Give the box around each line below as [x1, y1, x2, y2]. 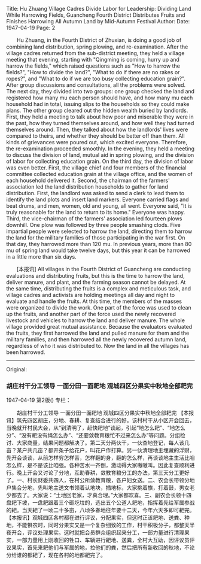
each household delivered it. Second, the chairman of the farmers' [6, 177, 170, 184]
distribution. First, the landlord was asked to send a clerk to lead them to [6, 190, 184, 196]
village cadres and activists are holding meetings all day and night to [6, 292, 175, 298]
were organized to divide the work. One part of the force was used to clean [6, 304, 191, 311]
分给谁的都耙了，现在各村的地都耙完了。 [6, 551, 106, 559]
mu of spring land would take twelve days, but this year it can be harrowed [6, 247, 190, 254]
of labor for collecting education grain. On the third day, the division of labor [6, 158, 194, 165]
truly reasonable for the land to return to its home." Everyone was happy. [6, 209, 185, 216]
